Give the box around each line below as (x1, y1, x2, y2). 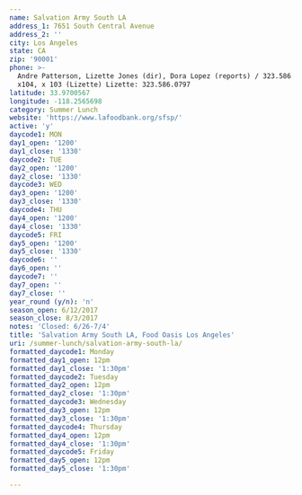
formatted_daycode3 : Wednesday (9, 397, 127, 407)
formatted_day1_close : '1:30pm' (9, 364, 130, 373)
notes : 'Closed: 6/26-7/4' (9, 323, 111, 331)
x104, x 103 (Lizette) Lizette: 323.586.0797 (17, 80, 191, 89)
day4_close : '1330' (9, 222, 83, 231)
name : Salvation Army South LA (9, 13, 127, 22)
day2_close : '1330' (9, 172, 83, 181)
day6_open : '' (9, 264, 63, 273)
